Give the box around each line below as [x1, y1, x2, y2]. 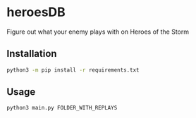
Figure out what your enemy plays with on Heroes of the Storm [6, 27, 190, 36]
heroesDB [6, 4, 66, 20]
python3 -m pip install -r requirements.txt [6, 66, 140, 74]
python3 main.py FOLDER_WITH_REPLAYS [6, 105, 118, 112]
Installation [6, 48, 57, 60]
